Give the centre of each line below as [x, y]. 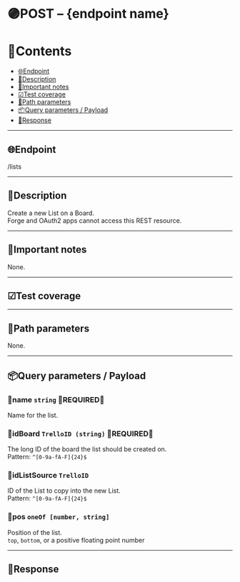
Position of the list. [35, 532]
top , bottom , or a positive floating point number [76, 540]
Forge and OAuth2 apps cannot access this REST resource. [95, 220]
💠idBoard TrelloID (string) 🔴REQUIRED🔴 [80, 433]
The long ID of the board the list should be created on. [87, 449]
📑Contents [40, 51]
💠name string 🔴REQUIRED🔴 [56, 399]
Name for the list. [33, 415]
